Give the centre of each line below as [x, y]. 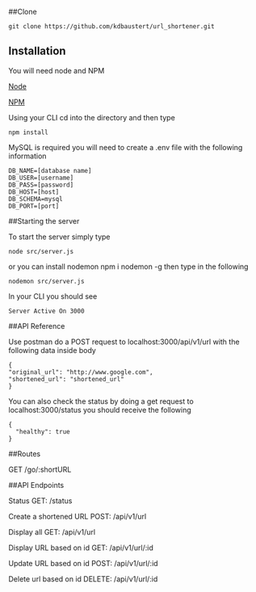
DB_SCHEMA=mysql [36, 199]
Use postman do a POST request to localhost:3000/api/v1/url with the [124, 342]
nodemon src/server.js [46, 281]
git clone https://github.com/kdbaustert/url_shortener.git [112, 27]
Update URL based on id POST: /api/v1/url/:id [84, 563]
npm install [28, 132]
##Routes [25, 453]
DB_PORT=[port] [34, 206]
